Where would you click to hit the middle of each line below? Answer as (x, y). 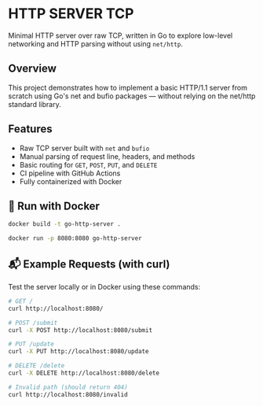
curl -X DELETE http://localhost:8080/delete (84, 373)
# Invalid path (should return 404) (68, 387)
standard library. (35, 104)
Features (30, 129)
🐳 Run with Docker (54, 206)
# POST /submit (33, 323)
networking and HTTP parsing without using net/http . (95, 43)
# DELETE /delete (37, 366)
